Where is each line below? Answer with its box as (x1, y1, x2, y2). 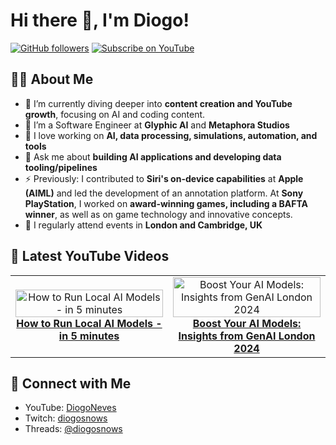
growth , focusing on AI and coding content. (24, 108, 206, 120)
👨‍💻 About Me (10, 71, 94, 88)
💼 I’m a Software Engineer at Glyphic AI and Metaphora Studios (24, 119, 290, 131)
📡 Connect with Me (10, 375, 132, 392)
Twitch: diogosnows (24, 412, 108, 424)
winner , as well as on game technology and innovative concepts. (24, 208, 293, 220)
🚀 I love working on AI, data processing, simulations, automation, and (24, 129, 318, 141)
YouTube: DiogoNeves (24, 402, 117, 414)
